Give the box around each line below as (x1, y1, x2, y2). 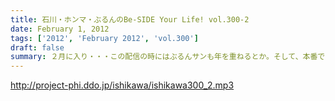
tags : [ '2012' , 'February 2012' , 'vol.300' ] (10, 33, 199, 43)
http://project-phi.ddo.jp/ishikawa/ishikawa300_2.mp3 (10, 79, 235, 91)
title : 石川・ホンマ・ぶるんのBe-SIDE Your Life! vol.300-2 (10, 14, 250, 25)
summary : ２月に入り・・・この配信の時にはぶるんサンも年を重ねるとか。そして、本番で (10, 52, 326, 62)
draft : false (10, 42, 65, 53)
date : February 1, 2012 (10, 24, 110, 34)
